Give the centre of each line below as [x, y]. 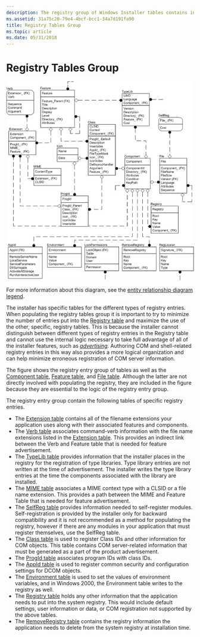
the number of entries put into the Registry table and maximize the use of [96, 320]
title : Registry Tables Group [44, 25]
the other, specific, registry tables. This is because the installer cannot [92, 327]
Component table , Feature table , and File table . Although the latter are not [97, 376]
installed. [26, 482]
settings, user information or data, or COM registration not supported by [103, 608]
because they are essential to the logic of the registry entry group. [87, 389]
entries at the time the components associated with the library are [96, 475]
